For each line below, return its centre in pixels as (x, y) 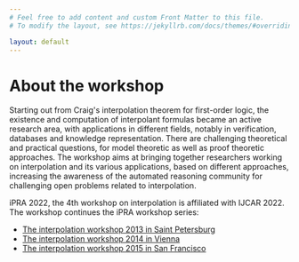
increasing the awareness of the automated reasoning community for (136, 176)
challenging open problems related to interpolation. (103, 186)
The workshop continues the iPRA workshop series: (104, 212)
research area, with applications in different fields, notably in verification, (143, 129)
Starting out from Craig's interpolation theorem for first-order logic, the (139, 110)
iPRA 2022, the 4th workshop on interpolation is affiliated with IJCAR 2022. (147, 203)
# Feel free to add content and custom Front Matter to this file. (137, 17)
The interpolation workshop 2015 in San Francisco (114, 249)
